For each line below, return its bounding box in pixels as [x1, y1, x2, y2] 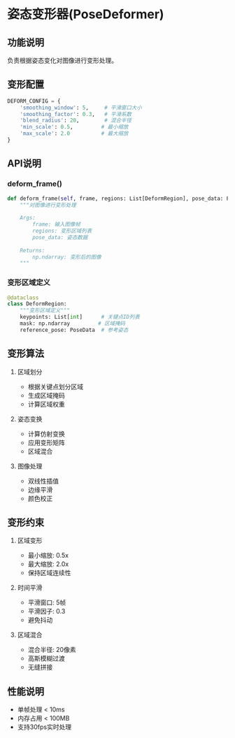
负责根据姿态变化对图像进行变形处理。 [7, 57, 117, 64]
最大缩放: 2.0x [27, 560, 69, 568]
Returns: [20, 247, 45, 254]
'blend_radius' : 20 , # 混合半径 [20, 117, 131, 124]
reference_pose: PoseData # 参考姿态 [20, 326, 129, 333]
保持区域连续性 [27, 569, 71, 577]
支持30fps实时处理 [17, 723, 72, 731]
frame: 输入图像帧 [32, 221, 80, 228]
